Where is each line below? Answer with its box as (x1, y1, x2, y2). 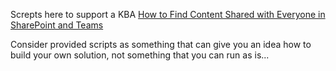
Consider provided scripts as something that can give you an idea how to (10, 39, 312, 50)
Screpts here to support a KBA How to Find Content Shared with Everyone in (10, 9, 326, 20)
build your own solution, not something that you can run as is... (10, 49, 270, 61)
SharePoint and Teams (10, 19, 104, 31)
